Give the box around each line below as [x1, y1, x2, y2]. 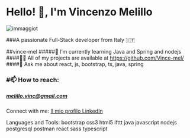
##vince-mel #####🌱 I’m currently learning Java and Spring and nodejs [6, 48, 182, 55]
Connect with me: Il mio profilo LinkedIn [6, 107, 103, 114]
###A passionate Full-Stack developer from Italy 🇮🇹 [6, 36, 135, 43]
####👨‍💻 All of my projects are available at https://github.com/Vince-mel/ [6, 54, 184, 61]
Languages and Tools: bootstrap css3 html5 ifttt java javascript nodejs [6, 119, 178, 126]
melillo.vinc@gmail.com [6, 93, 68, 100]
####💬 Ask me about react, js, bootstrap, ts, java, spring [6, 60, 144, 67]
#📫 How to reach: [6, 75, 59, 84]
